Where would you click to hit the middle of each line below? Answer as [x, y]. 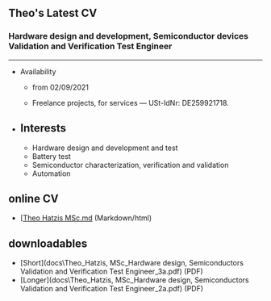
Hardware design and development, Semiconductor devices [128, 36]
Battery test [51, 156]
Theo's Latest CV [53, 13]
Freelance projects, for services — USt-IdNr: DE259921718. [131, 102]
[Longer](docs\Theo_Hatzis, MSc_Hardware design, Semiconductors [134, 280]
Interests [43, 128]
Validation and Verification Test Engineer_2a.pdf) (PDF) [112, 289]
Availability [38, 71]
